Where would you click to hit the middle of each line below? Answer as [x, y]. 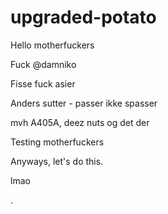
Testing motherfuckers [57, 142]
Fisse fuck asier [43, 83]
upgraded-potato [83, 17]
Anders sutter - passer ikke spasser [84, 103]
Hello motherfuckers [52, 45]
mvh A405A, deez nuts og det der [80, 122]
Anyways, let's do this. [57, 161]
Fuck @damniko [43, 64]
